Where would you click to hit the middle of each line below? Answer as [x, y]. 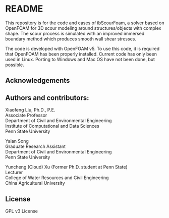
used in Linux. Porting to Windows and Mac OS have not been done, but [80, 59]
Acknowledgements [38, 80]
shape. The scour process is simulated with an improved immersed [75, 33]
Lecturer [14, 173]
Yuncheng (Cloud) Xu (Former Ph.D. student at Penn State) [66, 167]
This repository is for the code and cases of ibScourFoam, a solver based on [85, 23]
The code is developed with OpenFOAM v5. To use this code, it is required [82, 48]
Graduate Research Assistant [36, 146]
